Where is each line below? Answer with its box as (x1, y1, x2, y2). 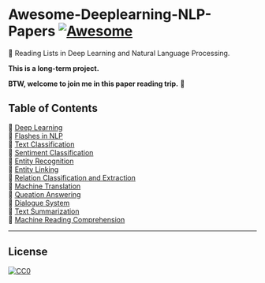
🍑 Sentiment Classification (8, 147, 94, 157)
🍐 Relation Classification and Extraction (8, 173, 136, 182)
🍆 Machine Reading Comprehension (8, 214, 125, 224)
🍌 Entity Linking (8, 164, 59, 174)
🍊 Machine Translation (8, 181, 81, 191)
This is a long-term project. (8, 63, 100, 73)
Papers (8, 22, 56, 40)
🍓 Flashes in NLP (8, 131, 63, 140)
